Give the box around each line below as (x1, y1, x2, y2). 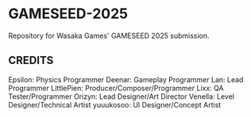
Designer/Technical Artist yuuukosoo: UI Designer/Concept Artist (8, 100, 222, 109)
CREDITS (8, 54, 54, 67)
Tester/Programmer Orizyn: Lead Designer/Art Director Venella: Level (8, 92, 234, 101)
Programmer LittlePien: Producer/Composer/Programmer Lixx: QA (8, 83, 224, 92)
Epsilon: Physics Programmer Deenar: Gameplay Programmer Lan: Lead (8, 74, 244, 84)
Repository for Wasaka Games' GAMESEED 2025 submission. (8, 31, 210, 40)
